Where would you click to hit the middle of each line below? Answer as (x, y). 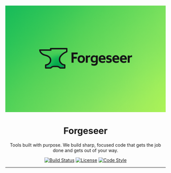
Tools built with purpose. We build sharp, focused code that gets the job (85, 145)
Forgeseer (85, 131)
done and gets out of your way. (85, 150)
